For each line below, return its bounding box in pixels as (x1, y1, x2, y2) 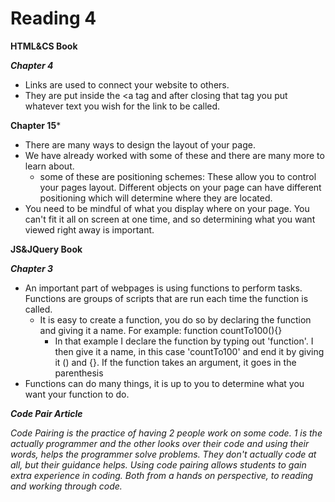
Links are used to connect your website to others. (24, 78, 230, 91)
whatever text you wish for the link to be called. (24, 100, 221, 112)
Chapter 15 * (10, 119, 62, 131)
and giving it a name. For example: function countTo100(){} (39, 324, 283, 336)
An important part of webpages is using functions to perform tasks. (24, 282, 303, 294)
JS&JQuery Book (10, 243, 83, 255)
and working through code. (10, 480, 123, 492)
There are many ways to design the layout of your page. (24, 138, 256, 151)
